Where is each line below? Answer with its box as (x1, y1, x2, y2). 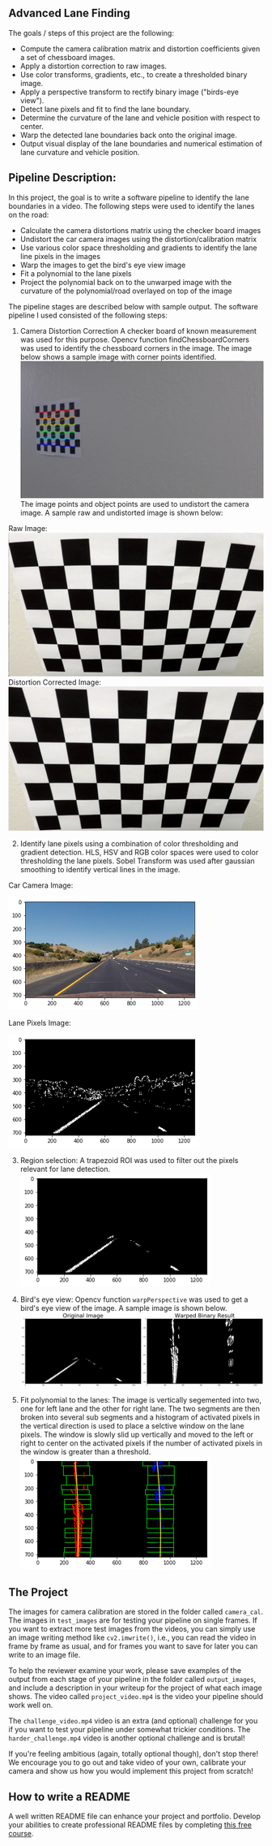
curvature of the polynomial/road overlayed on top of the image (19, 286, 232, 296)
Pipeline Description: (8, 171, 117, 185)
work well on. (8, 1701, 53, 1710)
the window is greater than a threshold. (19, 1447, 151, 1457)
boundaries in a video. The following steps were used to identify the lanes (8, 201, 255, 210)
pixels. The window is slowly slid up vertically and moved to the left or (19, 1429, 253, 1440)
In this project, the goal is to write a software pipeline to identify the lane (8, 192, 249, 202)
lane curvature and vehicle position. (19, 147, 140, 157)
